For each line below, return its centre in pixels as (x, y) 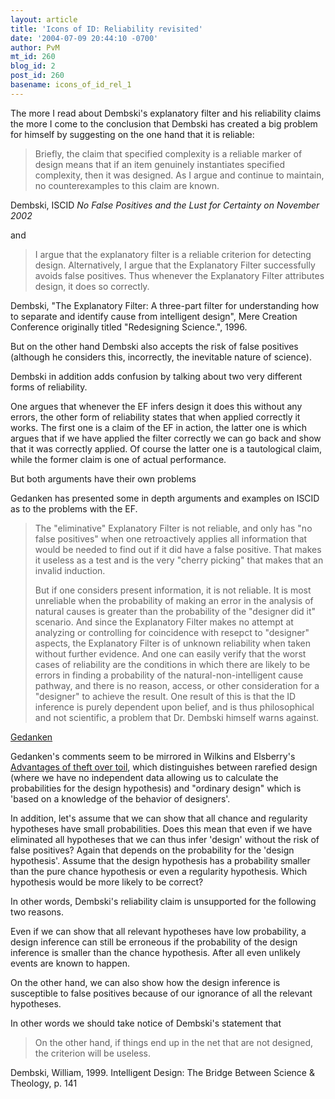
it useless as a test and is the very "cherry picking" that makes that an (179, 560)
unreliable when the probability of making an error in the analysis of (174, 600)
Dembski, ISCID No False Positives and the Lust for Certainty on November (165, 205)
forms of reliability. (49, 387)
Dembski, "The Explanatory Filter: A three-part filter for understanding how (165, 305)
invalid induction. (70, 570)
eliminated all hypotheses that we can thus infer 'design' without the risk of (165, 839)
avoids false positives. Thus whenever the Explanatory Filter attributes (179, 275)
